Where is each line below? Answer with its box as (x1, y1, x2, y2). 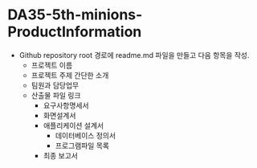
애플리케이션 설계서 (43, 121, 104, 130)
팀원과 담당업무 (31, 80, 80, 90)
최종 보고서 (43, 150, 78, 160)
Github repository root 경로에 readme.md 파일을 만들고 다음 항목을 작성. (18, 50, 250, 59)
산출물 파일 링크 (31, 90, 81, 100)
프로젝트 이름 (31, 60, 73, 70)
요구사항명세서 (43, 100, 89, 110)
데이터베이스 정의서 (55, 130, 116, 140)
